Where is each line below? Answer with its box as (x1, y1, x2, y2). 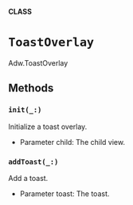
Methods (8, 82, 54, 95)
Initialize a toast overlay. (8, 122, 88, 131)
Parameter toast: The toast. (19, 188, 110, 199)
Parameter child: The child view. (19, 137, 126, 147)
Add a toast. (8, 173, 49, 183)
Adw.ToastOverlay (8, 58, 68, 67)
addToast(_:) (8, 157, 59, 167)
